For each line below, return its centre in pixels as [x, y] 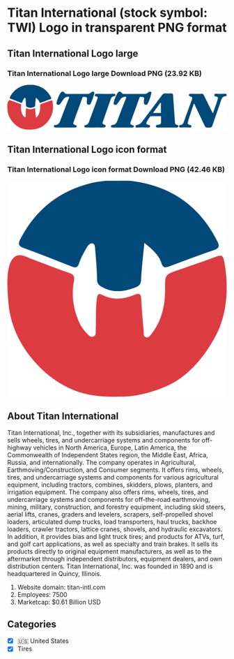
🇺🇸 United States [43, 641]
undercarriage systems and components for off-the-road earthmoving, [109, 500]
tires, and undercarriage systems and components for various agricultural [113, 477]
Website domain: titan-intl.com [61, 587]
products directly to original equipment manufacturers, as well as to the [110, 551]
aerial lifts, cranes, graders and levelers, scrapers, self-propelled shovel [110, 514]
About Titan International [63, 416]
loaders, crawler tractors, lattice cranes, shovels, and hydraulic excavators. [115, 529]
